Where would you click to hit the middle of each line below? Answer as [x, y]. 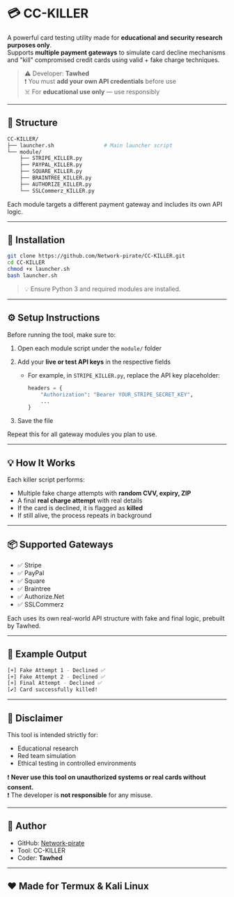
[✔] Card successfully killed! [53, 690]
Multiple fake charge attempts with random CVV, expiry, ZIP [104, 494]
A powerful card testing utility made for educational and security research [115, 37]
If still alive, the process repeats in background [84, 516]
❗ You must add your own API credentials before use [100, 81]
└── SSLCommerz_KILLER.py [57, 191]
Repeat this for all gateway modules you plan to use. [82, 434]
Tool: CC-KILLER [41, 850]
